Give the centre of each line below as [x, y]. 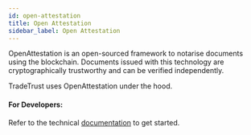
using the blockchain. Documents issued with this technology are [116, 62]
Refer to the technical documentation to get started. [94, 122]
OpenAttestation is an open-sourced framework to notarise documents [126, 54]
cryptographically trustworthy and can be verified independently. [116, 71]
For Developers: [35, 104]
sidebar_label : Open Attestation [64, 31]
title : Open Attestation [50, 23]
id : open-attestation [45, 16]
